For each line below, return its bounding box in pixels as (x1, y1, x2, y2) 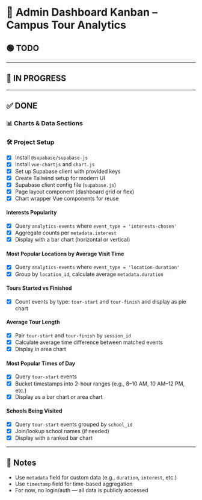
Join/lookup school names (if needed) (14, 427, 109, 434)
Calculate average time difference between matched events (14, 339, 164, 346)
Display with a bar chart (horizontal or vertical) (14, 236, 130, 243)
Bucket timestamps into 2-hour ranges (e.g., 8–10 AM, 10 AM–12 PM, (14, 380, 185, 387)
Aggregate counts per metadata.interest (14, 229, 117, 237)
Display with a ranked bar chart (14, 434, 93, 442)
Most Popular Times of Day (6, 360, 76, 367)
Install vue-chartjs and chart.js (14, 161, 95, 168)
